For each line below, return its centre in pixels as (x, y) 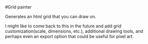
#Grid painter (18, 7)
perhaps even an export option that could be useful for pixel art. (69, 36)
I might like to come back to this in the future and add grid (63, 26)
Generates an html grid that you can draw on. (51, 16)
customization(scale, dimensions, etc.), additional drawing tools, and (74, 31)
